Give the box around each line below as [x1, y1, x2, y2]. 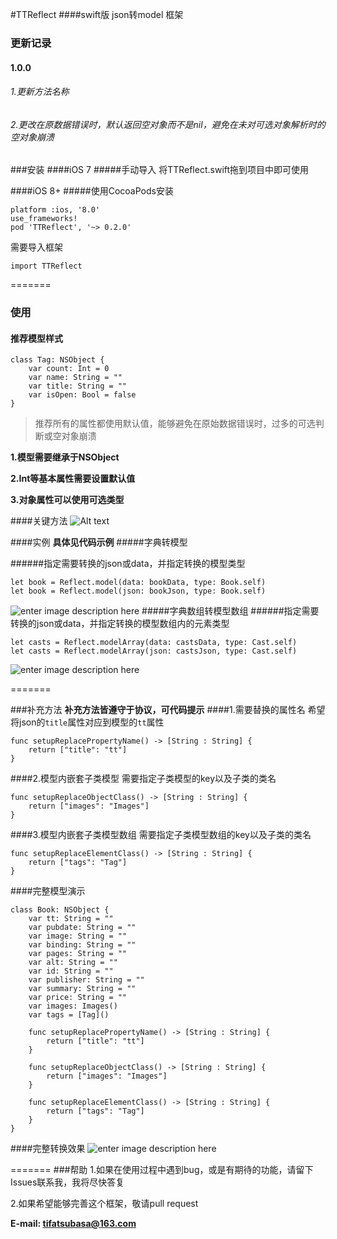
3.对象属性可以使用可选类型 [10, 494, 125, 506]
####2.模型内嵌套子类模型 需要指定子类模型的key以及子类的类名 [10, 773, 277, 785]
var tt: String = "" [28, 914, 114, 924]
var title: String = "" [28, 381, 128, 392]
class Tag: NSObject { [10, 355, 105, 365]
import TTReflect [10, 261, 83, 272]
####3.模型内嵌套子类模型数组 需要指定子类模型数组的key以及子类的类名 [10, 829, 312, 841]
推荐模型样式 [10, 332, 63, 344]
